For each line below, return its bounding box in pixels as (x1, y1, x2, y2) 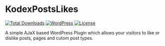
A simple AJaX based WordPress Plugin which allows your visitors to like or (5, 29, 160, 35)
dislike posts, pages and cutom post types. (5, 35, 94, 41)
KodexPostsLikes (5, 3, 79, 15)
